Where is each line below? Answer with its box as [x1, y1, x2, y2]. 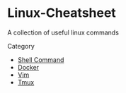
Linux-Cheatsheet [7, 5, 117, 21]
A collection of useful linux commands [7, 28, 119, 37]
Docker [17, 63, 40, 71]
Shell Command [17, 55, 64, 64]
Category [7, 42, 35, 50]
